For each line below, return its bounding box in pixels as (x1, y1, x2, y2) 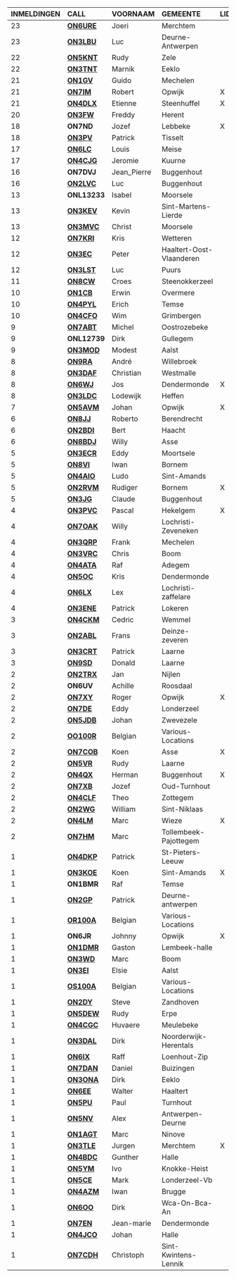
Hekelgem (161, 505, 195, 515)
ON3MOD (67, 345, 100, 355)
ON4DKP (67, 852, 98, 861)
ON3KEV (67, 206, 98, 216)
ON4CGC (67, 1020, 99, 1030)
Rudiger (111, 483, 138, 492)
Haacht (161, 426, 186, 435)
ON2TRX (67, 670, 98, 679)
